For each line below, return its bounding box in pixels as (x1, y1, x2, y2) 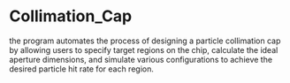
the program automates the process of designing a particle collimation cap (9, 35, 281, 46)
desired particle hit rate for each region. (9, 64, 155, 74)
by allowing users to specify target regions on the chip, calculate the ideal (9, 44, 279, 55)
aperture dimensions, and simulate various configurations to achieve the (9, 54, 272, 64)
